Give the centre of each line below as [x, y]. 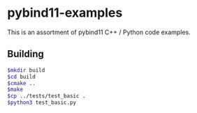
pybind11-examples [65, 13]
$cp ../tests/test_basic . [46, 96]
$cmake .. [22, 83]
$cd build [22, 77]
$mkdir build [26, 70]
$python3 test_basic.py [42, 103]
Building [25, 54]
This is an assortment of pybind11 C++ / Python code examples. [99, 32]
